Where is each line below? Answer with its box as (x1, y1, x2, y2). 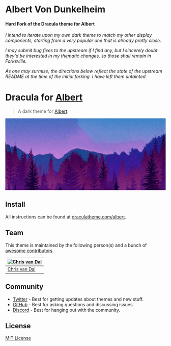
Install (5, 200, 25, 209)
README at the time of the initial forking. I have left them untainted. (5, 73, 147, 80)
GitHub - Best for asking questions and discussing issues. (12, 301, 134, 307)
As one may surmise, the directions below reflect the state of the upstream (5, 68, 163, 75)
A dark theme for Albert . (17, 108, 69, 114)
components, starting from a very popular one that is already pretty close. (5, 37, 161, 44)
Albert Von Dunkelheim (5, 4, 106, 15)
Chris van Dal (7, 266, 36, 273)
